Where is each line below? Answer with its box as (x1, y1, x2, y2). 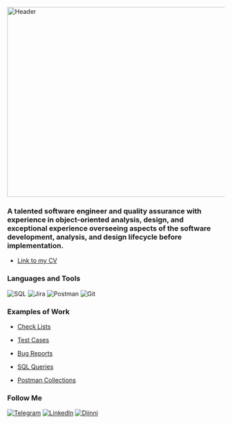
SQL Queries (17, 363, 54, 371)
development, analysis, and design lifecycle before (7, 232, 182, 242)
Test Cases (17, 336, 50, 344)
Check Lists (17, 322, 51, 331)
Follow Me (7, 393, 43, 403)
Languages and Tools (7, 273, 81, 283)
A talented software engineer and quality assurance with (7, 206, 202, 215)
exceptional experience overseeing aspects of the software (7, 223, 211, 233)
